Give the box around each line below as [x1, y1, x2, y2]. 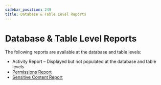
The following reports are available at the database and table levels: [5, 49, 141, 55]
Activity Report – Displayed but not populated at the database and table [12, 58, 157, 64]
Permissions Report [12, 69, 52, 75]
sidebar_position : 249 [5, 7, 51, 12]
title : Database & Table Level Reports [5, 12, 87, 17]
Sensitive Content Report [12, 74, 63, 80]
